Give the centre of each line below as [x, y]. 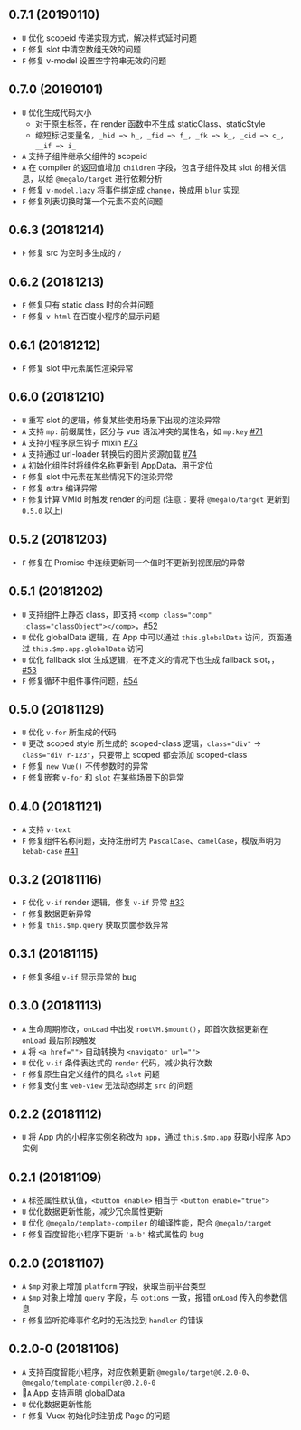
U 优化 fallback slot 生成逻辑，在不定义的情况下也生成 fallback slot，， [150, 659]
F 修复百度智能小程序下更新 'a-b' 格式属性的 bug [113, 1235]
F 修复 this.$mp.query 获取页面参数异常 [95, 924]
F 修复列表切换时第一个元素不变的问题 [92, 201]
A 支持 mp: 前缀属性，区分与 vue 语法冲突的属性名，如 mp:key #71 [142, 431]
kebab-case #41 [50, 851]
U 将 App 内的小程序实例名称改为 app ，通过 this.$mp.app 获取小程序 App [156, 1137]
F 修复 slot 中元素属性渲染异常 [77, 368]
